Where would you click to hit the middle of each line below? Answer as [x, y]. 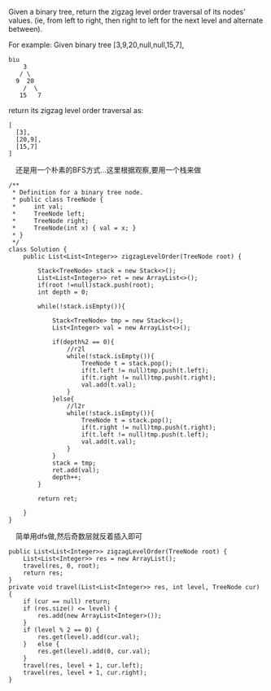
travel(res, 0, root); [61, 566]
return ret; [58, 499]
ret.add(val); [76, 470]
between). [26, 29]
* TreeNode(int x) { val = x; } [74, 228]
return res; [43, 573]
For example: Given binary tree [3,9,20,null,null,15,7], [96, 45]
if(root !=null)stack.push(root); [96, 285]
